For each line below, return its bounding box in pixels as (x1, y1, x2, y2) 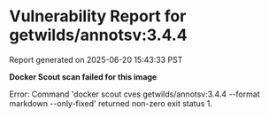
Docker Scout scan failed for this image (9, 71, 158, 82)
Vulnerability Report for (9, 6, 187, 27)
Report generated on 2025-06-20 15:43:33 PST (9, 54, 183, 65)
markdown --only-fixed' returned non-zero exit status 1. (9, 97, 213, 108)
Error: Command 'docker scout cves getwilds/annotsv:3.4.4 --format (9, 89, 260, 99)
